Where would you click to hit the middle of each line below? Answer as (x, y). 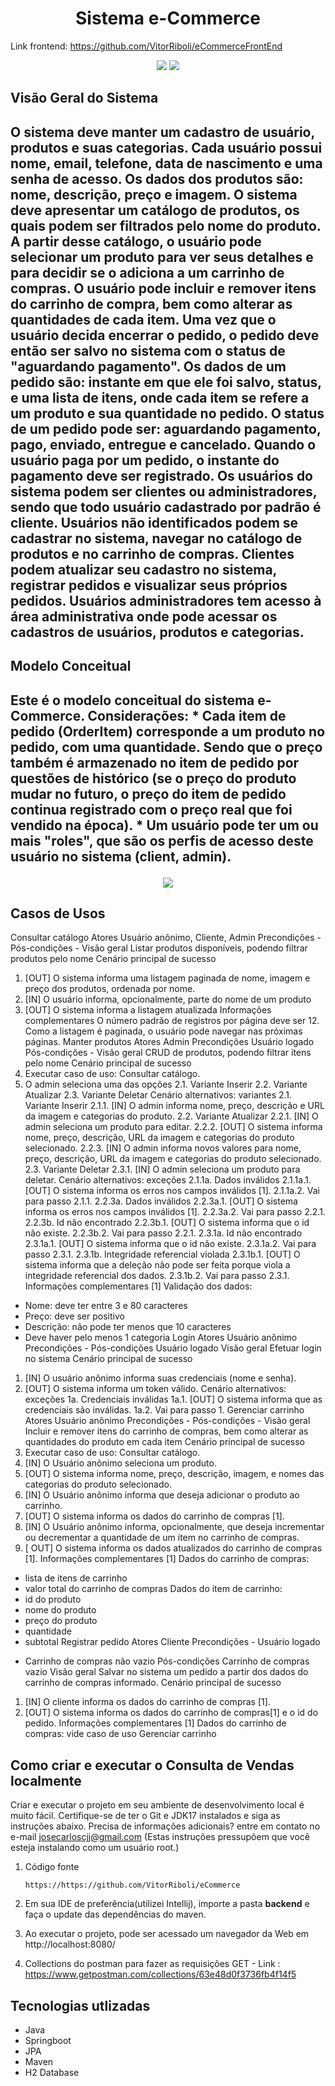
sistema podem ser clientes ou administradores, (164, 491)
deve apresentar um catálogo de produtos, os (155, 210)
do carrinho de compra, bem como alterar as (151, 303)
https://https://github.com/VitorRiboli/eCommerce (132, 1885)
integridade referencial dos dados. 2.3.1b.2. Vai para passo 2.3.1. (157, 1276)
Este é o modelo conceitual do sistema (132, 700)
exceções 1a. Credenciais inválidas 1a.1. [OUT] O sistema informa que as (173, 1399)
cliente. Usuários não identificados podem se (154, 522)
